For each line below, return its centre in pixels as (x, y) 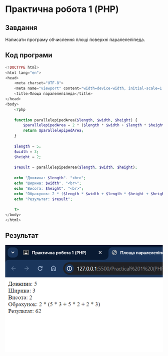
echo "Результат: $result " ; (43, 199)
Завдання (21, 28)
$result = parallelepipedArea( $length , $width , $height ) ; (76, 168)
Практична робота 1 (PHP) (62, 9)
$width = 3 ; (26, 152)
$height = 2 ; (28, 157)
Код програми (29, 55)
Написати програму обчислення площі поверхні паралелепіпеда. (75, 39)
